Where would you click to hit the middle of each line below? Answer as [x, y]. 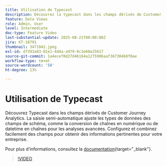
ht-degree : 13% [21, 70]
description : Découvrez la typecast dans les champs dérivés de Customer [83, 14]
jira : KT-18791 [21, 42]
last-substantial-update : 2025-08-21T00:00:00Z [56, 38]
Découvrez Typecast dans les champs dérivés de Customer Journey [76, 113]
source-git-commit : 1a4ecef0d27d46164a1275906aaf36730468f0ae [71, 56]
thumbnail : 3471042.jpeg [31, 47]
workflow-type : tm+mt [28, 61]
